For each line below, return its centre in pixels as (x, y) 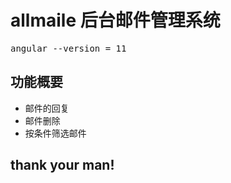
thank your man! (62, 165)
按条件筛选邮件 (55, 133)
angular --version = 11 (68, 48)
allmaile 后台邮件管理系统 (115, 20)
